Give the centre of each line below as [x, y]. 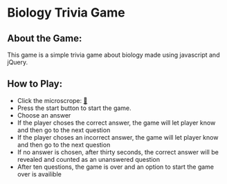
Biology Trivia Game [66, 13]
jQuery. [18, 62]
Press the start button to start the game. [74, 108]
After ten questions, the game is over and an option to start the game [116, 167]
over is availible [39, 174]
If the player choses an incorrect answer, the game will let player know [118, 137]
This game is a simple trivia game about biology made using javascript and [113, 55]
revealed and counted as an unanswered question [89, 159]
